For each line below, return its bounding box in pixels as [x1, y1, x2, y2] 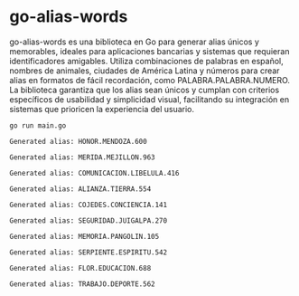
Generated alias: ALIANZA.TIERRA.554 [9, 184, 152, 194]
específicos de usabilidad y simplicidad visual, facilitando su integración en [9, 93, 290, 105]
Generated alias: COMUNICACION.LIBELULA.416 [9, 168, 180, 177]
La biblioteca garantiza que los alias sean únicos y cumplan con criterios [9, 84, 280, 95]
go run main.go [9, 120, 67, 130]
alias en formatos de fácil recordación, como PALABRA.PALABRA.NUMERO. [9, 74, 291, 85]
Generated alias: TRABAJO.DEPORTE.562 [9, 279, 155, 289]
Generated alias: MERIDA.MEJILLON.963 [9, 152, 155, 162]
